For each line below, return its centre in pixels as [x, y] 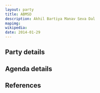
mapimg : [13, 23]
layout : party [20, 10]
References [23, 85]
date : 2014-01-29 [23, 32]
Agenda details [29, 69]
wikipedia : [16, 28]
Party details [25, 52]
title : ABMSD [18, 14]
